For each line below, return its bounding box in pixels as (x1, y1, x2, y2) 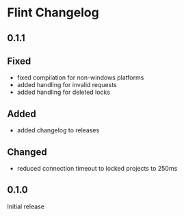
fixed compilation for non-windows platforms (16, 73, 144, 82)
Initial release (7, 202, 44, 211)
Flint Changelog (7, 5, 99, 21)
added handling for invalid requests (16, 81, 118, 89)
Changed (7, 146, 47, 158)
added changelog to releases (16, 126, 100, 134)
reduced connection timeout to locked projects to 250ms (16, 165, 178, 173)
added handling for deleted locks (16, 88, 111, 97)
